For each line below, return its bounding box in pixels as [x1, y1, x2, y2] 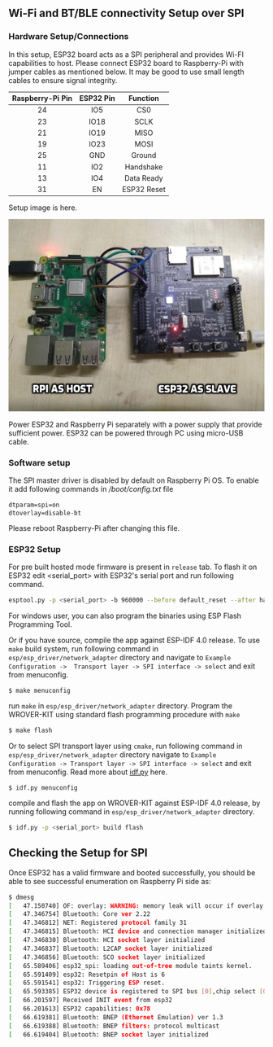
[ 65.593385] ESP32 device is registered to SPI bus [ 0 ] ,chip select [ [8, 988, 264, 996]
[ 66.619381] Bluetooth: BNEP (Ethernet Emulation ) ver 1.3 [8, 1013, 223, 1021]
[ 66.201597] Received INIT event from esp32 [8, 997, 173, 1005]
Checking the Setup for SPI [8, 846, 148, 860]
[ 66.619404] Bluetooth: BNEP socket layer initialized [8, 1030, 209, 1039]
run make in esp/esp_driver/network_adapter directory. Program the [8, 701, 233, 711]
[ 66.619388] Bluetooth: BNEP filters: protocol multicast [8, 1022, 220, 1030]
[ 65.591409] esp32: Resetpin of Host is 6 [8, 970, 165, 979]
